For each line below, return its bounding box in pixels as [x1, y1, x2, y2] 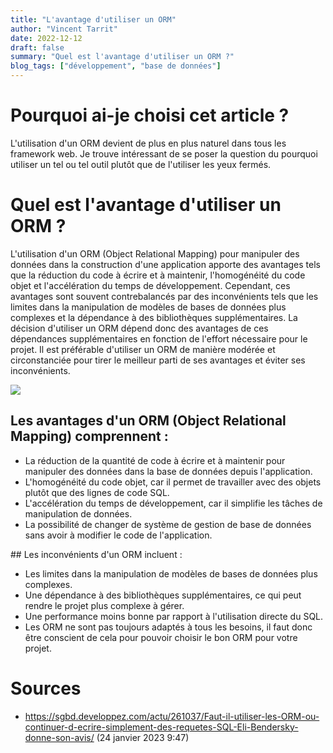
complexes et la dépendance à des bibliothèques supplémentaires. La [10, 311, 298, 323]
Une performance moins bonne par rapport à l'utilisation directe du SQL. [24, 610, 324, 622]
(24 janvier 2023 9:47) [96, 731, 190, 743]
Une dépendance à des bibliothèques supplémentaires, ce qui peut [24, 589, 302, 601]
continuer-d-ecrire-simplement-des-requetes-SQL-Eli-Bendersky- [24, 721, 299, 733]
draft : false [10, 42, 65, 53]
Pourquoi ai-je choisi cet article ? [10, 104, 290, 127]
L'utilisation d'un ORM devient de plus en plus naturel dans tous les [10, 137, 287, 149]
